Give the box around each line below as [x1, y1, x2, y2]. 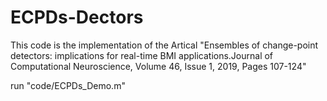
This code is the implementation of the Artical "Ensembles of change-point [10, 39, 319, 51]
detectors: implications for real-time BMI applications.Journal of [10, 49, 274, 61]
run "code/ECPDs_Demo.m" [10, 79, 126, 91]
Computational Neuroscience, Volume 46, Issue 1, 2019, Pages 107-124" [10, 60, 307, 72]
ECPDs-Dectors [10, 6, 144, 29]
